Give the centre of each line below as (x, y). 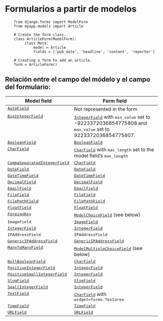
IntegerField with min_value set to (112, 117)
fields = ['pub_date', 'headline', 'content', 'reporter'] (94, 52)
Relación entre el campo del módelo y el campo (78, 80)
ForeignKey (19, 214)
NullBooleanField (27, 261)
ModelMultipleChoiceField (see (108, 248)
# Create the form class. (40, 35)
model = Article (50, 47)
